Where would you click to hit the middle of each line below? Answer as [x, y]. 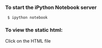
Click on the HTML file [28, 41]
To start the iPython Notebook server [51, 7]
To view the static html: [34, 30]
